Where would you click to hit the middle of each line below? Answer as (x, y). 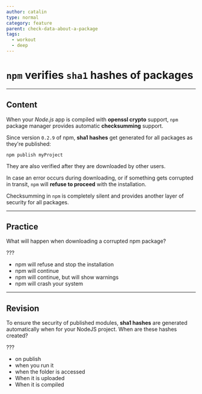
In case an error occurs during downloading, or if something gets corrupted (100, 178)
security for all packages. (38, 202)
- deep (20, 46)
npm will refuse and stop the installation (64, 264)
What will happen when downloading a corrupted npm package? (86, 241)
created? (17, 336)
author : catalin (26, 12)
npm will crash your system (49, 284)
